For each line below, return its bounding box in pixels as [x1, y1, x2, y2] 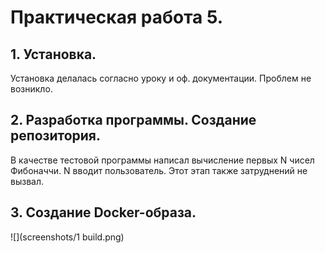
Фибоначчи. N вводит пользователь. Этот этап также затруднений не [10, 164, 308, 176]
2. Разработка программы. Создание [10, 112, 257, 129]
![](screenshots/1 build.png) [10, 231, 125, 243]
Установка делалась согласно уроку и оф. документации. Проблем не [10, 72, 312, 84]
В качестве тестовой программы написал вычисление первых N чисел [10, 154, 315, 166]
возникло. [10, 83, 53, 95]
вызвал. [10, 175, 44, 187]
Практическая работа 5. [10, 6, 224, 29]
